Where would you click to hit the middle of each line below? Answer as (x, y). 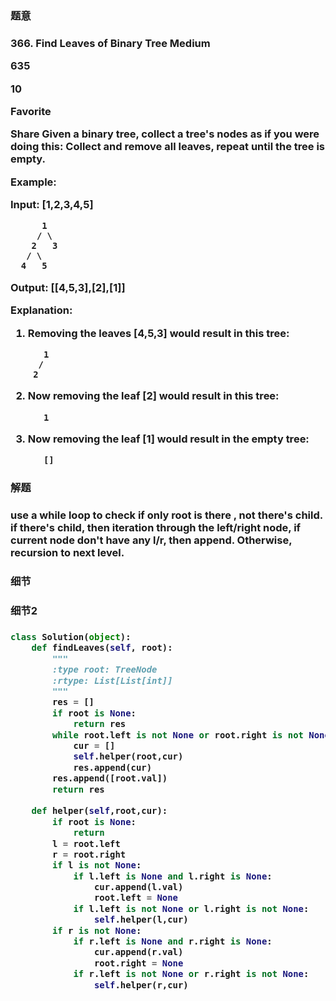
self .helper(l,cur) (141, 920)
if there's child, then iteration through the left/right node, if (156, 528)
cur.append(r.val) (138, 952)
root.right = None (138, 963)
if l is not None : (96, 865)
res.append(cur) (113, 767)
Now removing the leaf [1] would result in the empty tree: (168, 439)
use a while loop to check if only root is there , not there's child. (166, 515)
